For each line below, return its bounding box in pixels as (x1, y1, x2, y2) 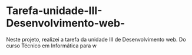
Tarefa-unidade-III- (6, 4, 102, 18)
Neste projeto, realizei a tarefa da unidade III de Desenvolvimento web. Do (6, 36, 187, 43)
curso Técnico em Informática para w (6, 42, 97, 49)
